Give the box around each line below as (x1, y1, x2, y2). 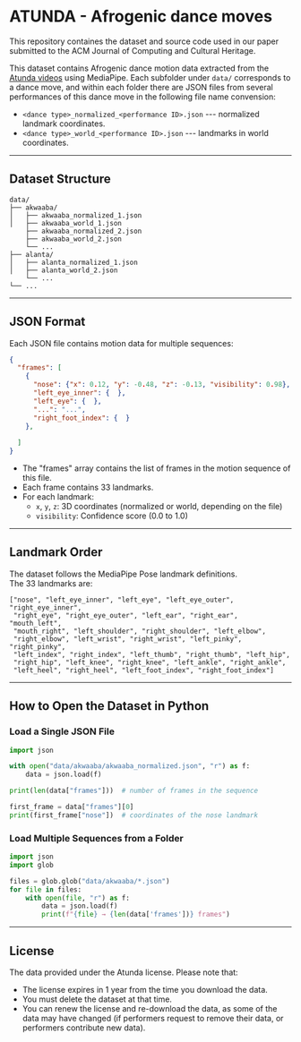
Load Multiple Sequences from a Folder (9, 832, 184, 844)
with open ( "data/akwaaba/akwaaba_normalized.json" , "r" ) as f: (9, 762, 251, 771)
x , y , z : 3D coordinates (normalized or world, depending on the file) (35, 501, 283, 512)
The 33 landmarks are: (9, 577, 93, 588)
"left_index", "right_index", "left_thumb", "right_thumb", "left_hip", (13, 650, 291, 659)
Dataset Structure (9, 172, 112, 187)
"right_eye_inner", (9, 602, 82, 612)
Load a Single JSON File (9, 725, 115, 738)
